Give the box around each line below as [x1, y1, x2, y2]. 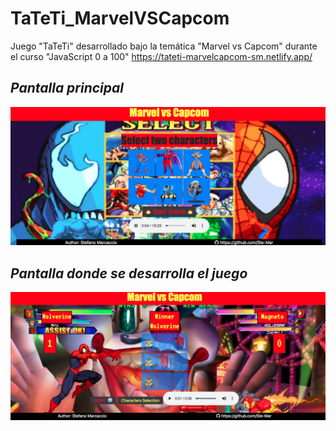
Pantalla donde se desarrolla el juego [10, 265, 248, 282]
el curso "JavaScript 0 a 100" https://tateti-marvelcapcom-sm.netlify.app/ [10, 50, 313, 62]
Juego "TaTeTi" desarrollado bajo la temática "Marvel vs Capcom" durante [10, 40, 318, 52]
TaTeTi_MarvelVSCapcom [10, 7, 230, 30]
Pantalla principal [10, 80, 125, 97]
